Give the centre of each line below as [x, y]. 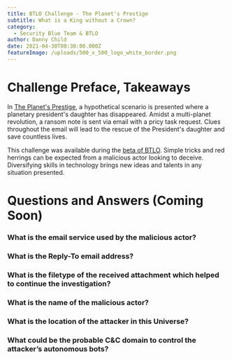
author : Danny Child [37, 40]
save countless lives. [37, 136]
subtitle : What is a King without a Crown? [72, 20]
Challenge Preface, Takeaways [99, 87]
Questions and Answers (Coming [106, 201]
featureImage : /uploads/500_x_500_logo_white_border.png [92, 53]
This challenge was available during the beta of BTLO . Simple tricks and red [116, 150]
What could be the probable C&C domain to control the [102, 340]
